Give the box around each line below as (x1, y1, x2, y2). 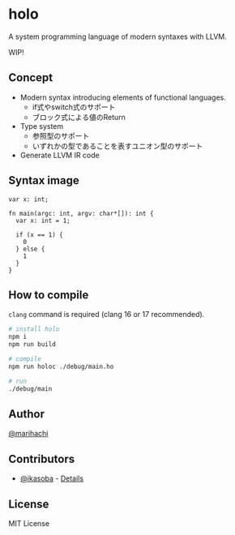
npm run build (8, 340, 57, 349)
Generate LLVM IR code (19, 150, 100, 160)
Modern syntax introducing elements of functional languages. (19, 92, 227, 102)
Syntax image (8, 173, 79, 187)
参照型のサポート (32, 131, 90, 140)
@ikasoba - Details (19, 473, 83, 483)
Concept (8, 71, 53, 85)
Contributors (8, 452, 75, 466)
